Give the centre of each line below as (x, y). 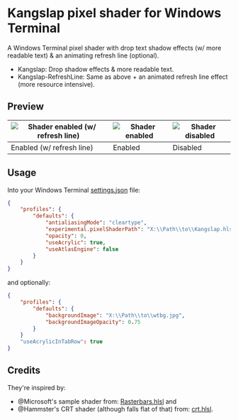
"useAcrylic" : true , (75, 242)
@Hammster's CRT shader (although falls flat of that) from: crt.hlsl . (115, 409)
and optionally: (29, 283)
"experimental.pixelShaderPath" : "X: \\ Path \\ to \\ (120, 230)
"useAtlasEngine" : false (82, 249)
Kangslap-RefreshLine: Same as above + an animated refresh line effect (123, 77)
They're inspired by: (36, 387)
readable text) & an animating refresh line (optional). (83, 55)
